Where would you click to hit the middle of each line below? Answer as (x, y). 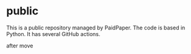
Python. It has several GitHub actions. (53, 34)
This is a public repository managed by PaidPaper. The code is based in (96, 28)
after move (20, 46)
